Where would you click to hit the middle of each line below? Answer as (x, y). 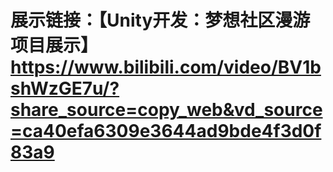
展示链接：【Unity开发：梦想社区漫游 (160, 20)
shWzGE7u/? (65, 88)
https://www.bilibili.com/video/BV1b (166, 67)
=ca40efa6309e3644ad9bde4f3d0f (166, 131)
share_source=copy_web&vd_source (166, 110)
